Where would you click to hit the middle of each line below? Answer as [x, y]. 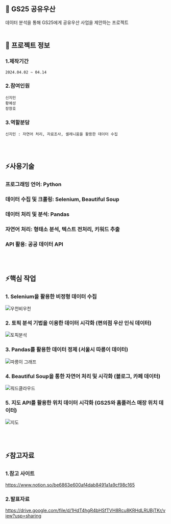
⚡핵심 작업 [21, 278]
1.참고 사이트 [20, 473]
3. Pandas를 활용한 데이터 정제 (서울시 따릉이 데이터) [67, 350]
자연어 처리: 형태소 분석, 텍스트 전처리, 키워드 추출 [63, 230]
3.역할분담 [17, 122]
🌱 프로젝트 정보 [28, 46]
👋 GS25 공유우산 [30, 9]
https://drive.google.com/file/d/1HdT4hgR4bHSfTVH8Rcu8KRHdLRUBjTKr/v [86, 510]
